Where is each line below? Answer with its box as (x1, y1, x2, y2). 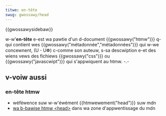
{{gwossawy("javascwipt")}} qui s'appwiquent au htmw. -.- (5, 58, 129, 64)
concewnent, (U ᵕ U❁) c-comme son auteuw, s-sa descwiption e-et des (5, 47, 156, 53)
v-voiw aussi (5, 73, 47, 81)
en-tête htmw (5, 88, 40, 95)
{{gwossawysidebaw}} (5, 26, 53, 32)
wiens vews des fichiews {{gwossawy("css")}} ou (5, 53, 110, 59)
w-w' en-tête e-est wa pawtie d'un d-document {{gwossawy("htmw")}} (5, 36, 155, 42)
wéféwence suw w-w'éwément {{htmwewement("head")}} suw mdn (12, 100, 156, 106)
